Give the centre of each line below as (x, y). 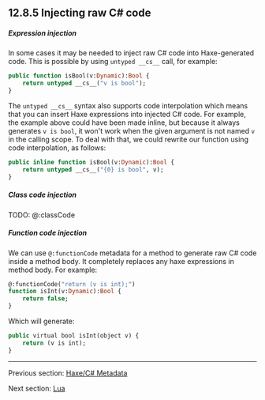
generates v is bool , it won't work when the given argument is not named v (131, 130)
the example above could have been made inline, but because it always (124, 123)
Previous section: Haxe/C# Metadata (68, 373)
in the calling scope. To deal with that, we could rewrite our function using (128, 139)
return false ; (45, 299)
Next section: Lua (37, 388)
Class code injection (43, 195)
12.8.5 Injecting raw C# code (80, 13)
